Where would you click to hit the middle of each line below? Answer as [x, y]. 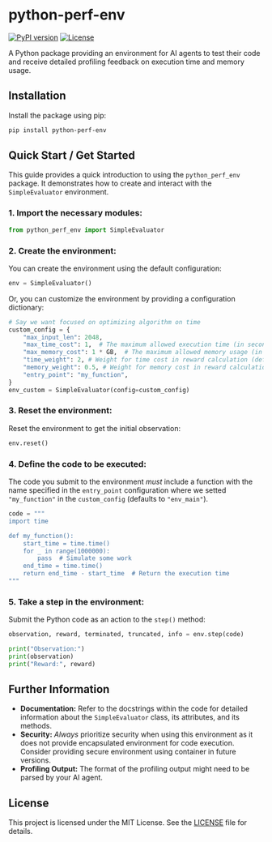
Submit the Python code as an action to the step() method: [107, 620]
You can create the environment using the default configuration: [115, 268]
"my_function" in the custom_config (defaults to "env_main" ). [108, 499]
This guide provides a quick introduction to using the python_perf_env [124, 175]
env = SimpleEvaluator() [50, 283]
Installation [37, 96]
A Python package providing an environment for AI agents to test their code [134, 53]
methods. [36, 726]
